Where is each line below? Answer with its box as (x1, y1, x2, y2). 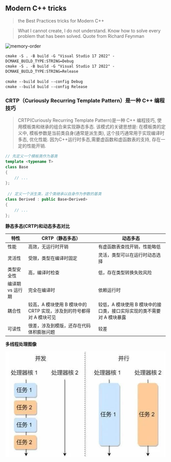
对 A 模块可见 (27, 314, 56, 320)
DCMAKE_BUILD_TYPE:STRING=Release (5, 69, 79, 74)
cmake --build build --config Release (5, 84, 88, 89)
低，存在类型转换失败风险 (98, 269, 152, 275)
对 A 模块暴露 (98, 314, 126, 320)
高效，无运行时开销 (27, 244, 69, 250)
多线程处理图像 (5, 341, 37, 347)
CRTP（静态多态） (41, 235, 81, 241)
